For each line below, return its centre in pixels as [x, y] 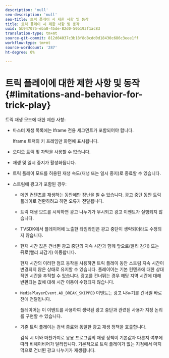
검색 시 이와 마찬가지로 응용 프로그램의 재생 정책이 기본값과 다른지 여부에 [91, 338]
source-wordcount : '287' [31, 48]
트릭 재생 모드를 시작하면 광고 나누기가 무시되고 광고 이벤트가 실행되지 [89, 212]
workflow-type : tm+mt [28, 43]
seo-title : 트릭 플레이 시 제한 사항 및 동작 [47, 19]
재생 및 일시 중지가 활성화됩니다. [44, 163]
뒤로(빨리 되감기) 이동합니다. [48, 252]
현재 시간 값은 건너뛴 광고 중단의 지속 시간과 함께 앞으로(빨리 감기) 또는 [90, 246]
